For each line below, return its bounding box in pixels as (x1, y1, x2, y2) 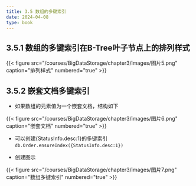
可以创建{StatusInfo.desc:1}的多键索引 (14, 135, 108, 142)
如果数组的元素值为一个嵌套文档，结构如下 (14, 102, 119, 109)
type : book (6, 19, 33, 25)
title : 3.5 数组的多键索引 (6, 8, 66, 15)
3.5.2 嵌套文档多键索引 (6, 86, 90, 96)
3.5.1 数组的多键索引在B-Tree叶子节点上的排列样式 (6, 42, 190, 53)
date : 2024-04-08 (6, 14, 49, 20)
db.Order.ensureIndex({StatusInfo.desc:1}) (14, 142, 124, 148)
